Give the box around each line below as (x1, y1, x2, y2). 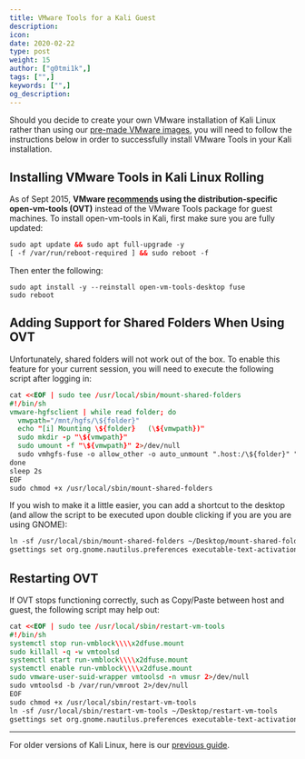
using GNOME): (9, 519, 68, 530)
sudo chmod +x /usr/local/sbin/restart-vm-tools (9, 697, 197, 707)
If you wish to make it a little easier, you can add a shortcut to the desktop (9, 500, 286, 511)
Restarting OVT (9, 570, 99, 586)
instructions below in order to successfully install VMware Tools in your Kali (9, 134, 292, 145)
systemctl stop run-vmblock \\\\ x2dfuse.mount (9, 638, 184, 648)
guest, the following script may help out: (9, 604, 161, 614)
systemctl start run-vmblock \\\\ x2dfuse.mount (9, 655, 189, 664)
